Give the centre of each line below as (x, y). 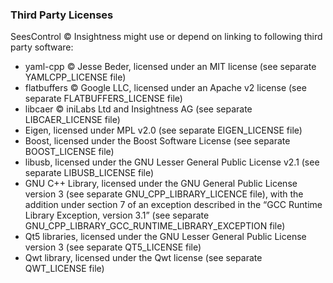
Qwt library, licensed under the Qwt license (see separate (143, 258)
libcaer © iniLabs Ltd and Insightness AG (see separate (138, 109)
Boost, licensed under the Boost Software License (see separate (157, 141)
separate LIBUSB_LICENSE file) (89, 173)
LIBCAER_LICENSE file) (72, 120)
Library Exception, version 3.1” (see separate (117, 215)
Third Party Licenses (62, 15)
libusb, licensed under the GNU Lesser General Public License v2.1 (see (172, 162)
